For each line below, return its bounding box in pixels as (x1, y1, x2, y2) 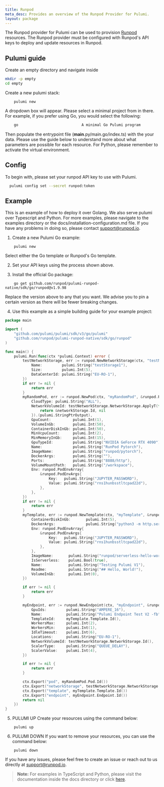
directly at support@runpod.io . (5, 762, 67, 767)
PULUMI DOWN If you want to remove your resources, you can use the (12, 733, 155, 739)
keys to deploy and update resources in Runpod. (5, 40, 102, 46)
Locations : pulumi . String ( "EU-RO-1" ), (31, 635, 121, 640)
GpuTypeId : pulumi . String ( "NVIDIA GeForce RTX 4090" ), (31, 440, 163, 445)
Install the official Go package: (12, 272, 74, 278)
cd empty (5, 81, 23, 86)
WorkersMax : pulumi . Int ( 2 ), (31, 621, 97, 626)
